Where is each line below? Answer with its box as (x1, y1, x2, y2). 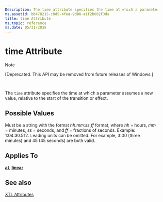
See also (5, 179, 32, 187)
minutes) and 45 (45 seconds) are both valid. (5, 138, 96, 143)
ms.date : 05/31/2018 (5, 25, 47, 30)
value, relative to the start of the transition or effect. (5, 95, 108, 101)
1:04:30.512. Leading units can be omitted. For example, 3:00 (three (5, 132, 140, 138)
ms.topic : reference (5, 20, 47, 26)
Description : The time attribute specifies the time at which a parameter (5, 7, 160, 12)
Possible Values (5, 109, 54, 118)
